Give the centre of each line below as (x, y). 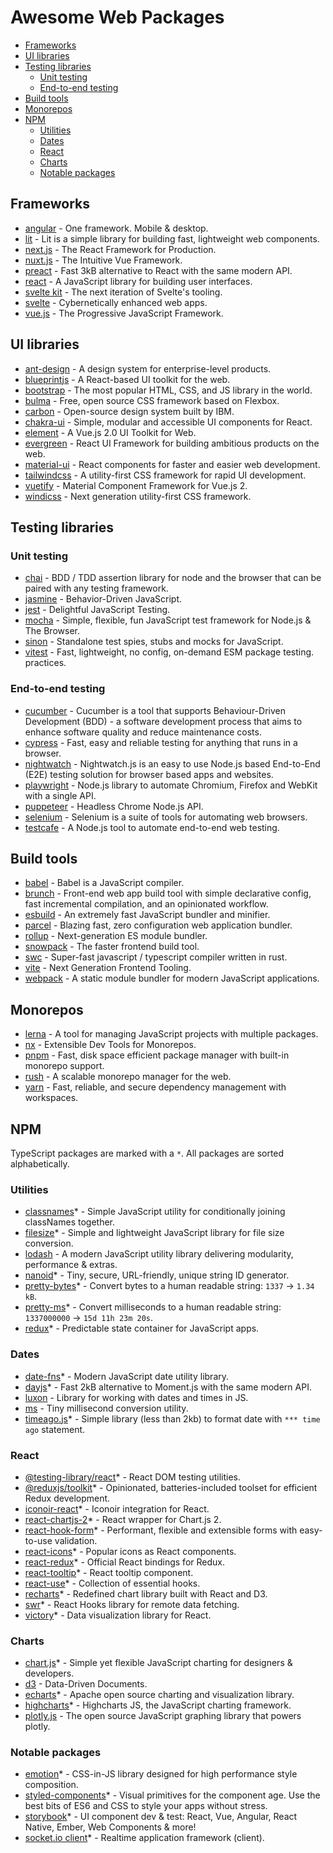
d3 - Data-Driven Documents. (86, 1684)
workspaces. (51, 1098)
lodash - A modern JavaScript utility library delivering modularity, (159, 1254)
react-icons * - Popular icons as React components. (130, 1551)
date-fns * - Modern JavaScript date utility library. (127, 1376)
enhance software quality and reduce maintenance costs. (143, 732)
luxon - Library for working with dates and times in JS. (136, 1397)
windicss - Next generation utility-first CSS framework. (138, 496)
